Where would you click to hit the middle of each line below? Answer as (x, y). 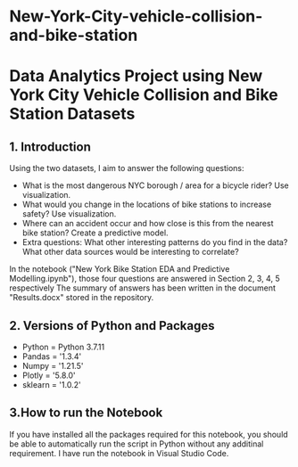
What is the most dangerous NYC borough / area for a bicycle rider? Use (155, 185)
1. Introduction (50, 147)
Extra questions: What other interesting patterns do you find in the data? (155, 242)
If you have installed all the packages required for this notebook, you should (149, 434)
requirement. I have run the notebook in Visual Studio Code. (119, 453)
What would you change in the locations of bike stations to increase (147, 205)
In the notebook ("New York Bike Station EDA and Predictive (120, 269)
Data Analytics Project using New (136, 76)
